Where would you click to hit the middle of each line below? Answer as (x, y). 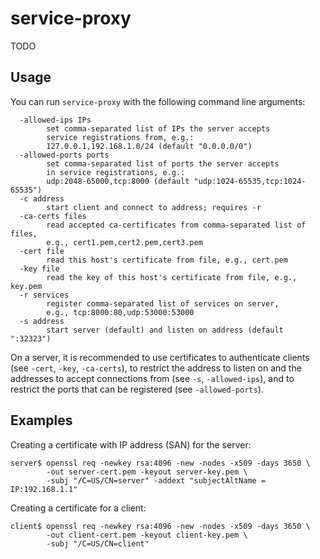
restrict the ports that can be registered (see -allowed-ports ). (137, 389)
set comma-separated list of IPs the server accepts (158, 128)
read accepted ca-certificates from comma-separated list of (176, 225)
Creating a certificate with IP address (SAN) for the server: (131, 444)
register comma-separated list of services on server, (163, 303)
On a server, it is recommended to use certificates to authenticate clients (160, 357)
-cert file (42, 251)
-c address (42, 198)
